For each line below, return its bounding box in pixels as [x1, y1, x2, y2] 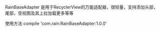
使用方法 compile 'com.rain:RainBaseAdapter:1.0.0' [5, 21, 107, 26]
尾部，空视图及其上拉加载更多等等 [5, 10, 74, 16]
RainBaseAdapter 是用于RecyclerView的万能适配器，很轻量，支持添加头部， [5, 4, 158, 10]
